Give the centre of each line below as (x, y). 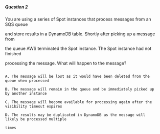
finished (13, 53)
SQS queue (17, 24)
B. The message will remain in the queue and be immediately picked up (80, 89)
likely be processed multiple (36, 119)
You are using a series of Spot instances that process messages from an (78, 19)
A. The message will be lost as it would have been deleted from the (78, 76)
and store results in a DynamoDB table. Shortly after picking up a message (80, 34)
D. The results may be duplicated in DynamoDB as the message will (75, 115)
